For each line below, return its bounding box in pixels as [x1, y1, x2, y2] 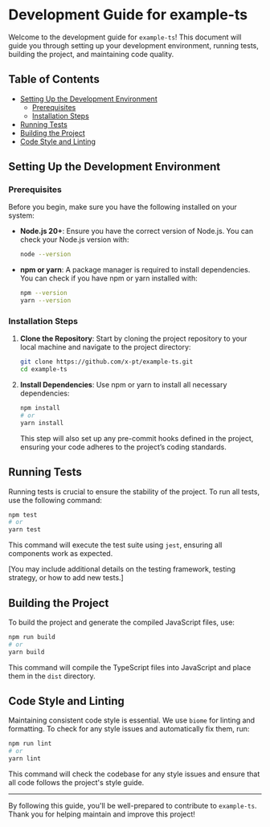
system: [8, 211, 35, 220]
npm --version [19, 289, 67, 297]
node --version [19, 251, 72, 259]
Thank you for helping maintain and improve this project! [8, 809, 195, 819]
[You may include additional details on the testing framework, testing [8, 564, 235, 574]
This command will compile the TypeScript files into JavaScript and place [8, 662, 252, 672]
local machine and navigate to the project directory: [19, 342, 191, 352]
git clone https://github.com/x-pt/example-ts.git [19, 358, 194, 366]
